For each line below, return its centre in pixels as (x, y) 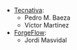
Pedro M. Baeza (47, 18)
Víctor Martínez (47, 25)
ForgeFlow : (30, 32)
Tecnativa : (29, 10)
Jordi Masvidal (45, 40)
